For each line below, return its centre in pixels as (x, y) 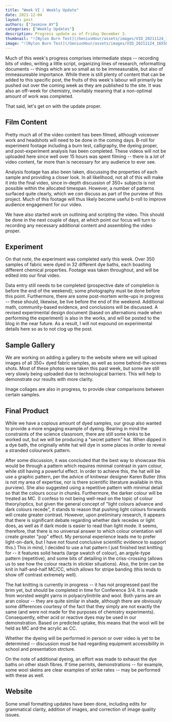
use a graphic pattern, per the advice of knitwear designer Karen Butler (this (86, 477)
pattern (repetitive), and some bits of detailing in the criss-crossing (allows (84, 558)
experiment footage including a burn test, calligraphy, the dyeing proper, (82, 145)
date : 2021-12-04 (24, 15)
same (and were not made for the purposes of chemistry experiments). (80, 612)
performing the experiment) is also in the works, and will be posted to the (83, 318)
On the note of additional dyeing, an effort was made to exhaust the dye (81, 659)
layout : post (19, 19)
